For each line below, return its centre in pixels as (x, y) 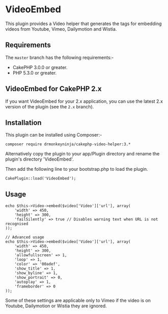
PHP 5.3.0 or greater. (35, 73)
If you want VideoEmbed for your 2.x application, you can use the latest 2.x (84, 101)
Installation (23, 122)
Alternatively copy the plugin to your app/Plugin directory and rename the (82, 154)
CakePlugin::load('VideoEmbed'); (41, 178)
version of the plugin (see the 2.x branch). (50, 106)
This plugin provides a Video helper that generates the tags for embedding (83, 24)
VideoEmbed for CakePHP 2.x (53, 89)
